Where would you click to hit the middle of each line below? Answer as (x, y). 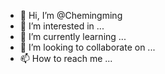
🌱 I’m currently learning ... (73, 36)
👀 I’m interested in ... (62, 26)
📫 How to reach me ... (66, 58)
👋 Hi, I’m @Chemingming (71, 15)
